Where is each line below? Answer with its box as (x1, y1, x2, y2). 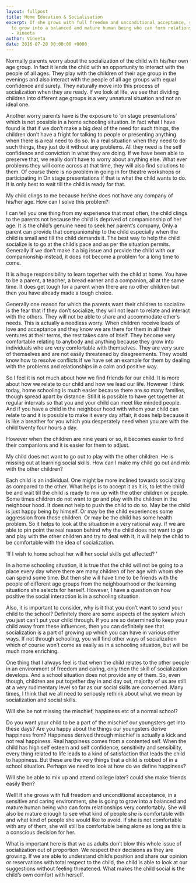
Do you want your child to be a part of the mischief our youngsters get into (6, 718, 185, 726)
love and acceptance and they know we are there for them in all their (6, 326, 171, 333)
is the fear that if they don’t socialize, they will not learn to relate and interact (6, 307, 190, 314)
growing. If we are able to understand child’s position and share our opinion (6, 853, 188, 860)
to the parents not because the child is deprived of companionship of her (6, 215, 182, 223)
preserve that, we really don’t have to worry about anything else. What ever (6, 156, 188, 163)
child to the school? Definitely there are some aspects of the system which (6, 610, 185, 617)
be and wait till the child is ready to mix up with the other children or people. (6, 489, 189, 496)
